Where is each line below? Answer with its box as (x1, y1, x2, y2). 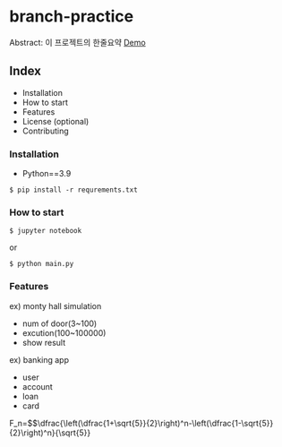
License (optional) (21, 116, 90, 126)
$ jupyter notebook (9, 227, 82, 236)
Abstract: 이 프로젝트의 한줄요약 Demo (9, 37, 146, 47)
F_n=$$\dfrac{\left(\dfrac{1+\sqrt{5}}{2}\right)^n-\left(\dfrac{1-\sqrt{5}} (9, 417, 274, 428)
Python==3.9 (21, 168, 72, 179)
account (21, 381, 54, 391)
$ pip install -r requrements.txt (9, 185, 139, 194)
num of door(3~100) (21, 318, 98, 329)
